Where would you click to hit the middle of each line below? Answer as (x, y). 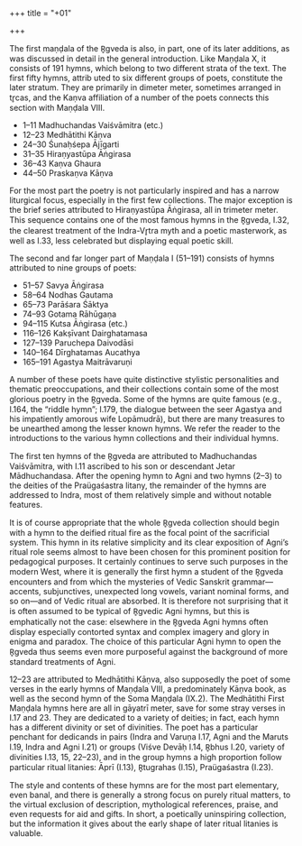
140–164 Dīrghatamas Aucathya (81, 352)
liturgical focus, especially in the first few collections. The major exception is (151, 200)
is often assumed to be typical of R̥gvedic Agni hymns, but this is (129, 611)
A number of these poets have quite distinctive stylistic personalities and (144, 379)
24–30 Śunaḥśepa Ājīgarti (71, 144)
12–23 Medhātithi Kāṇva (67, 135)
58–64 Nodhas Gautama (68, 295)
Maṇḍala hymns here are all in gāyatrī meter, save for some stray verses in (147, 708)
